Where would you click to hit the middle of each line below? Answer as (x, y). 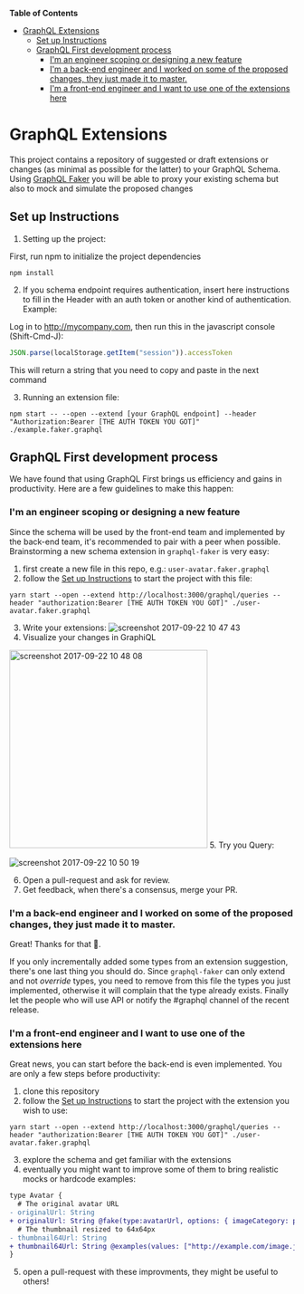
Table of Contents (44, 13)
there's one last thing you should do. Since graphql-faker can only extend (147, 972)
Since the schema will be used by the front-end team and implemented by (147, 532)
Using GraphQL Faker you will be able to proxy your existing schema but (144, 178)
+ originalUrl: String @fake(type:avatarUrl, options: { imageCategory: (149, 1221)
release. (24, 1010)
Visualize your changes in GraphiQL (89, 637)
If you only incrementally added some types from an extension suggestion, (149, 962)
